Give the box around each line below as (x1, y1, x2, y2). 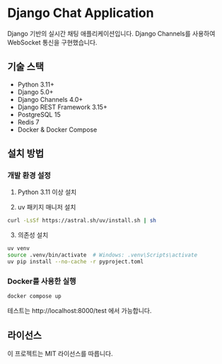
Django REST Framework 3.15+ (17, 103, 107, 111)
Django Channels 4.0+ (17, 95, 83, 103)
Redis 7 (17, 118, 40, 126)
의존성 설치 (17, 231, 49, 239)
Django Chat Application (7, 5, 154, 21)
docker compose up (7, 292, 62, 300)
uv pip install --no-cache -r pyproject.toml (7, 258, 144, 266)
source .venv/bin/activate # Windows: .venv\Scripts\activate (7, 251, 198, 259)
